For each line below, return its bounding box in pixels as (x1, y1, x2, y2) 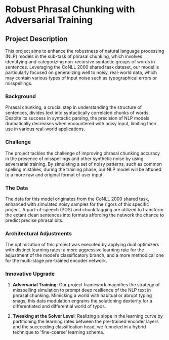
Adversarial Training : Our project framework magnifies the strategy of (12, 282, 160, 288)
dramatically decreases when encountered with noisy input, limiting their (5, 121, 157, 127)
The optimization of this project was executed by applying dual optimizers (5, 242, 159, 248)
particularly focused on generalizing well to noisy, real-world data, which (5, 69, 157, 75)
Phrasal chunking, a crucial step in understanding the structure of (5, 104, 142, 110)
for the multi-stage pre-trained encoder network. (5, 257, 107, 264)
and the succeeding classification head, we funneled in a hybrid (12, 324, 146, 330)
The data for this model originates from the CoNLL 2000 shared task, (5, 196, 149, 202)
